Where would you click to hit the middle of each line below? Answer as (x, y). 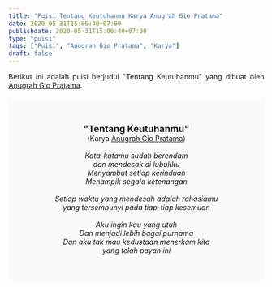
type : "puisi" (32, 39)
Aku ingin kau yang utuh (136, 225)
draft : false (30, 54)
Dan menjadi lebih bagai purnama (136, 233)
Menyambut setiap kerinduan (136, 173)
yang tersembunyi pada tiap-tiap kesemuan (136, 207)
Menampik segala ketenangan (136, 182)
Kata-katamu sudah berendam (136, 156)
